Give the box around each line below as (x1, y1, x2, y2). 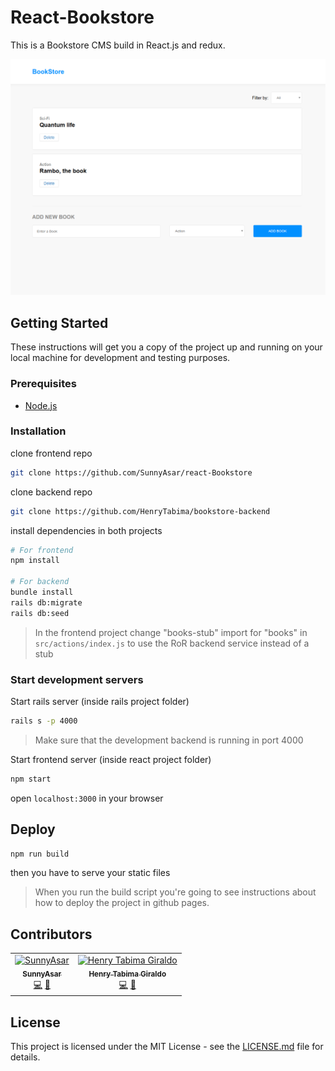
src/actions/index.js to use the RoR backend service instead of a (34, 637, 310, 649)
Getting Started (10, 314, 109, 331)
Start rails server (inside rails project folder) (10, 696, 190, 708)
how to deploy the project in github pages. (34, 897, 210, 909)
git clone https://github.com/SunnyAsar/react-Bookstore (10, 467, 253, 478)
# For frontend (10, 545, 74, 555)
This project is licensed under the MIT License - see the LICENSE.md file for (10, 1041, 324, 1053)
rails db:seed (10, 608, 70, 618)
